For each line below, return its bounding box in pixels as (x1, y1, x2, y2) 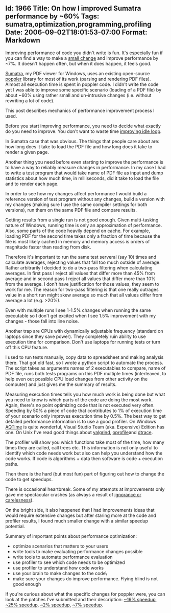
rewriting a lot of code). (5, 97, 55, 104)
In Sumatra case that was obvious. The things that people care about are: (5, 138, 160, 144)
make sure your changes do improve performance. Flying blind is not (12, 575, 158, 582)
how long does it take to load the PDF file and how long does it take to (5, 143, 153, 150)
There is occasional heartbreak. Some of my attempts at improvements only (5, 486, 165, 492)
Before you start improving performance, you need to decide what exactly (5, 123, 161, 129)
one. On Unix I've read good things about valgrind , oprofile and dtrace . (5, 429, 153, 435)
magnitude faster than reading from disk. (5, 244, 91, 250)
